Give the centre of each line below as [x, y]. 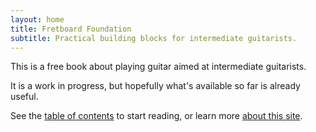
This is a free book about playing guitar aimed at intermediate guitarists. [158, 67]
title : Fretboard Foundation [71, 29]
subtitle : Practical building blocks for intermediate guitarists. [154, 38]
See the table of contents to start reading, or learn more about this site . [156, 116]
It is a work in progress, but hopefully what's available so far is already [155, 86]
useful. [24, 97]
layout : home [37, 19]
